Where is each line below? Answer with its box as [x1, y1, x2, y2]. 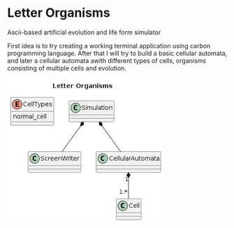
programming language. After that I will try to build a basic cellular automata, [7, 49, 228, 57]
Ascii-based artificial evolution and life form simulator [7, 28, 161, 36]
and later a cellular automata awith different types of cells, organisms [7, 56, 206, 64]
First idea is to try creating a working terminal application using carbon [7, 41, 211, 50]
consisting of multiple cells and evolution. [7, 64, 127, 72]
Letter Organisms [7, 5, 110, 21]
